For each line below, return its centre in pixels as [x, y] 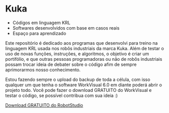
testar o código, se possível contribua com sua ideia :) [62, 95]
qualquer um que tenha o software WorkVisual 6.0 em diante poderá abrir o [84, 85]
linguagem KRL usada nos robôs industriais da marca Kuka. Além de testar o [84, 48]
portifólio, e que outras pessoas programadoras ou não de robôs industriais [84, 59]
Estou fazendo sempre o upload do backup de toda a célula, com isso [78, 79]
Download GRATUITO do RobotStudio [44, 105]
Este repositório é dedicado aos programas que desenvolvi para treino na [81, 43]
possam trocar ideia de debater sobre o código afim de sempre [71, 64]
